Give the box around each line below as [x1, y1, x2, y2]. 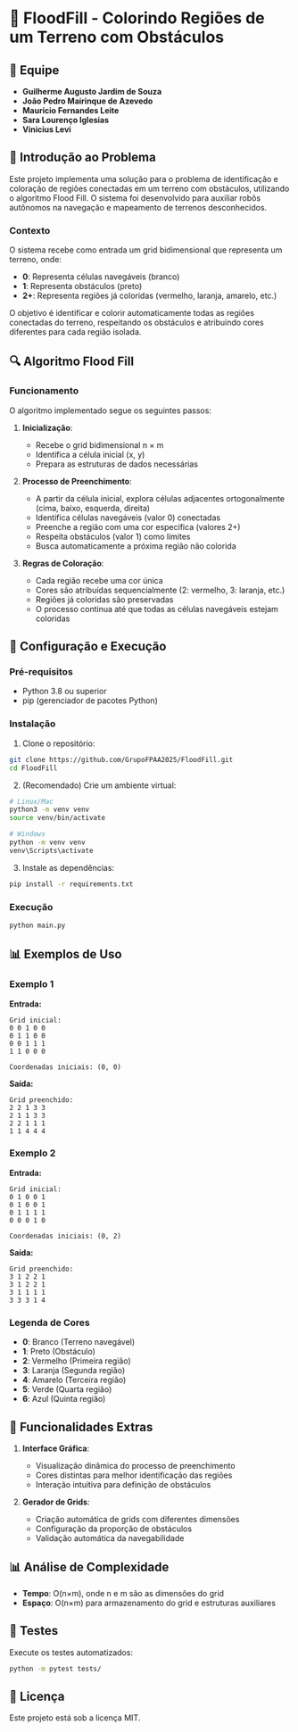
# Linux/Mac [9, 797, 54, 806]
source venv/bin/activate [9, 814, 105, 823]
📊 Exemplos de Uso [9, 947, 122, 962]
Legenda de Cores [9, 1316, 91, 1329]
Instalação [9, 717, 56, 730]
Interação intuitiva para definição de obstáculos [35, 1479, 211, 1489]
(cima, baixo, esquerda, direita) [35, 502, 150, 513]
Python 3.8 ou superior [21, 686, 107, 697]
